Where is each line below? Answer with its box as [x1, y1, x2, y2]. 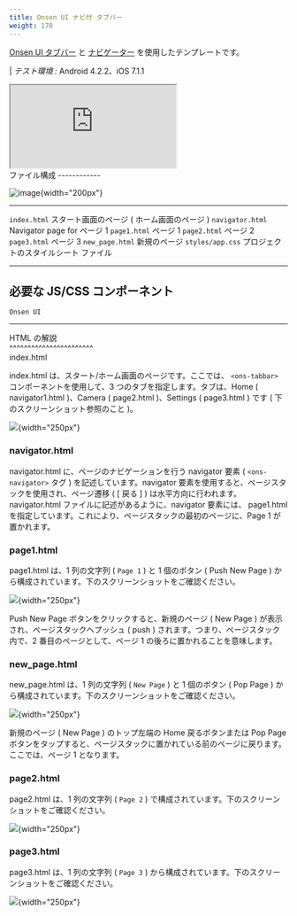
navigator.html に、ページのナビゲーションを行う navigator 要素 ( [9, 466, 246, 477]
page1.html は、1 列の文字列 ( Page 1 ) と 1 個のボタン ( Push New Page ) [9, 564, 272, 576]
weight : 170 [9, 21, 53, 30]
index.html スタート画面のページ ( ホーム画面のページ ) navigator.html [9, 213, 268, 224]
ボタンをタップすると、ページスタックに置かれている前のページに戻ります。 [9, 739, 287, 749]
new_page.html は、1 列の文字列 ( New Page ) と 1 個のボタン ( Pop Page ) [9, 679, 274, 690]
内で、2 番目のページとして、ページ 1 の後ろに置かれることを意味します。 [9, 635, 278, 646]
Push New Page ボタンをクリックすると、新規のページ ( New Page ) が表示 [9, 613, 283, 624]
